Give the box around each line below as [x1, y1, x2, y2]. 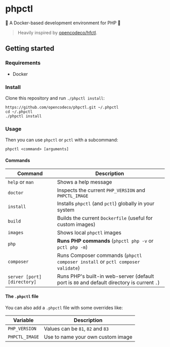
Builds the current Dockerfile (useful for [57, 214, 153, 222]
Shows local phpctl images [57, 229, 121, 236]
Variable [13, 317, 34, 324]
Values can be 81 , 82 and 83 [44, 325, 109, 332]
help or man [8, 179, 34, 186]
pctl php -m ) [57, 244, 88, 251]
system [57, 206, 75, 213]
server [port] [8, 274, 42, 280]
